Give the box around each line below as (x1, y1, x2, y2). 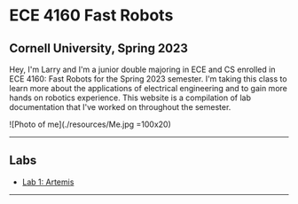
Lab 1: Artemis (21, 177, 74, 187)
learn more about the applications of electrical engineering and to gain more (9, 83, 288, 93)
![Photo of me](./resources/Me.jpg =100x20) (9, 119, 171, 129)
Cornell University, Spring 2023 (9, 41, 189, 56)
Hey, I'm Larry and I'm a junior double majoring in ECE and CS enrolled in (9, 64, 276, 75)
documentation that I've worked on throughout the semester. (9, 102, 231, 112)
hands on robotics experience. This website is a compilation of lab (9, 92, 251, 103)
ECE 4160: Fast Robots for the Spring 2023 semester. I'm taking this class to (9, 74, 287, 84)
